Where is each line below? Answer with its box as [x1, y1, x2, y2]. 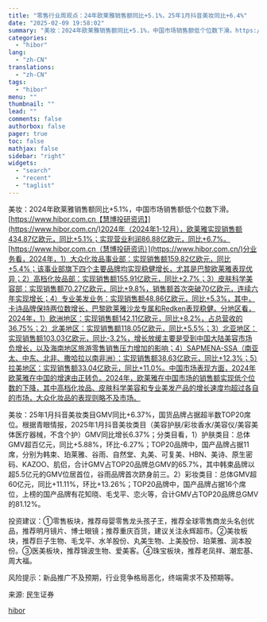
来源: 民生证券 [8, 589, 54, 599]
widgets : [8, 160, 37, 168]
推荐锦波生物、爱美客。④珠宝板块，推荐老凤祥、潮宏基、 [66, 546, 257, 555]
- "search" [15, 167, 52, 175]
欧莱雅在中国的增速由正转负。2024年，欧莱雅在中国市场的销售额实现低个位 [8, 373, 256, 382]
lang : [8, 48, 26, 56]
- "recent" [15, 174, 52, 183]
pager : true [8, 129, 48, 137]
